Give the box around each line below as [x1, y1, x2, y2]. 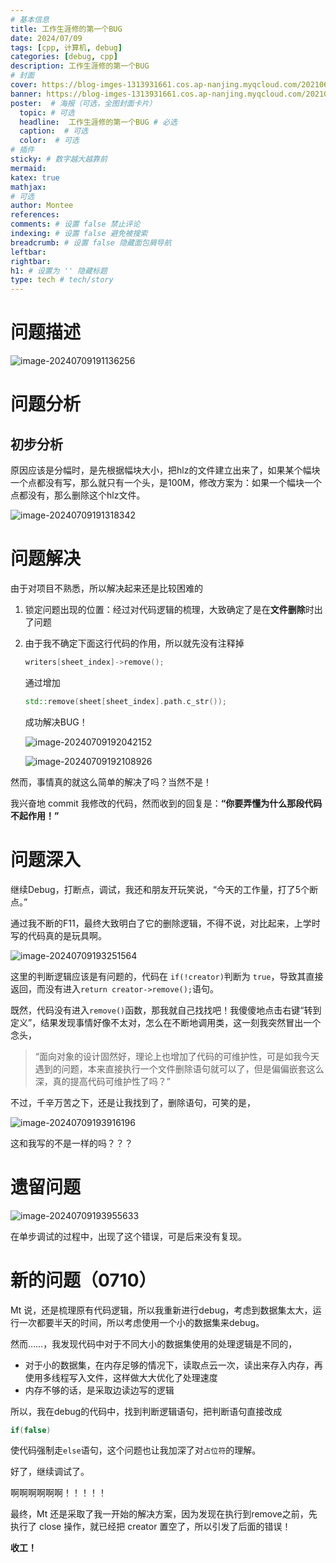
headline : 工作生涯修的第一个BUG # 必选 [19, 117, 178, 127]
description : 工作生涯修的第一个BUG [10, 61, 150, 71]
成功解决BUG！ [24, 716, 88, 728]
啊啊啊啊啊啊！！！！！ [10, 1487, 107, 1499]
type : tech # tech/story [10, 275, 114, 285]
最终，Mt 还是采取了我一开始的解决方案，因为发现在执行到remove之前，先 [10, 1508, 318, 1520]
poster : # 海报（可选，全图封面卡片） [10, 98, 157, 108]
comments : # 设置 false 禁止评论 [10, 219, 141, 230]
